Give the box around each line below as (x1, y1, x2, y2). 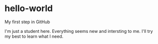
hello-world (4, 3, 53, 14)
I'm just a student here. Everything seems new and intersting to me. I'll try (4, 28, 153, 34)
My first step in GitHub (4, 19, 50, 25)
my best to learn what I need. (4, 33, 64, 39)
